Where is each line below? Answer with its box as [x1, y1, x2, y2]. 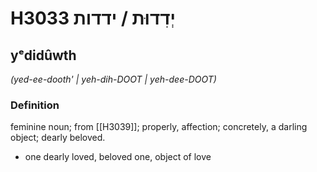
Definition [10, 98, 60, 112]
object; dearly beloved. [10, 132, 106, 144]
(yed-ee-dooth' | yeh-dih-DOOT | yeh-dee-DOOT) [10, 73, 217, 85]
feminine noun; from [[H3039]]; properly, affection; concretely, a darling [10, 121, 308, 133]
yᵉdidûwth [10, 47, 77, 64]
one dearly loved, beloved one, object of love [24, 151, 212, 163]
